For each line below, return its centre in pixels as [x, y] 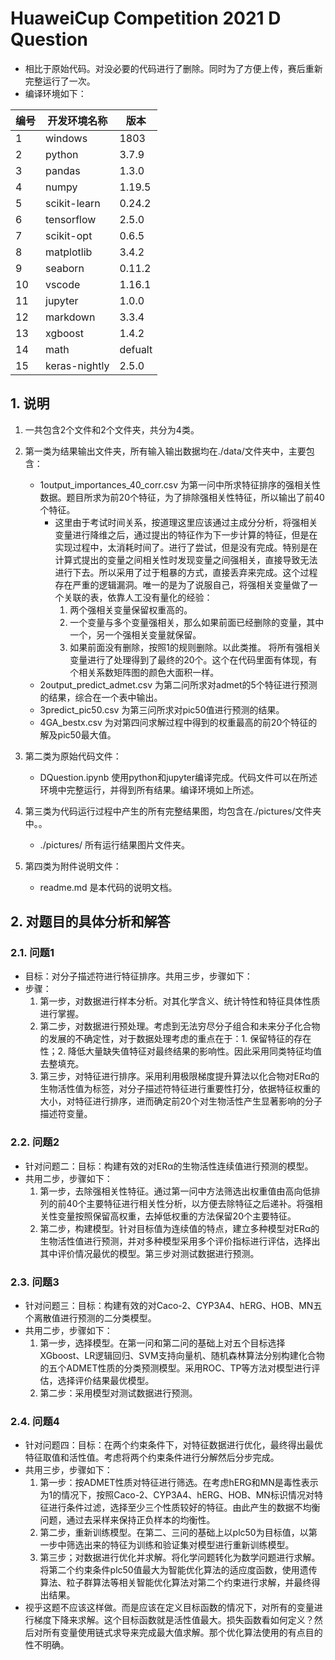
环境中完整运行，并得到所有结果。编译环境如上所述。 [149, 789]
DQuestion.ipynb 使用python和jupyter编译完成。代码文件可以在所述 [178, 777]
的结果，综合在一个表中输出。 [101, 697]
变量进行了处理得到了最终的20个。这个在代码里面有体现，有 [193, 659]
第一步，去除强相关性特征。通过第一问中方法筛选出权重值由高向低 [175, 1191]
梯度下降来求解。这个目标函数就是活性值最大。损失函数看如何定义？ [174, 1620]
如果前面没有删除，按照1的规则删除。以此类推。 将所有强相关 [195, 647]
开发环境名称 [77, 120]
